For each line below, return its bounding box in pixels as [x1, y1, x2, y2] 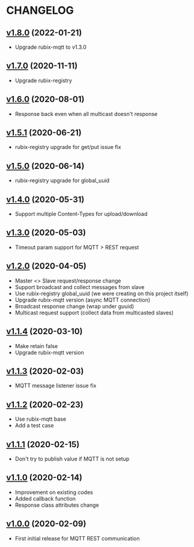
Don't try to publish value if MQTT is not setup [14, 455, 130, 462]
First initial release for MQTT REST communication [14, 534, 140, 542]
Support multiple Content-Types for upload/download [14, 210, 148, 218]
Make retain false [14, 342, 58, 349]
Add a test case [14, 422, 54, 429]
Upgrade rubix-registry [14, 76, 72, 84]
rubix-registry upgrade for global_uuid [14, 177, 110, 184]
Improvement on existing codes [14, 488, 93, 496]
